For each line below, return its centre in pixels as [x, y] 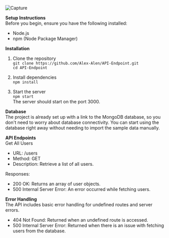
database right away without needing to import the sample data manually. [82, 128]
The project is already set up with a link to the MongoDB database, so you [83, 117]
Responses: [18, 174]
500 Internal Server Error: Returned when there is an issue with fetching [88, 225]
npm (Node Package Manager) [45, 39]
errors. [12, 210]
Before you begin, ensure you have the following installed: [66, 23]
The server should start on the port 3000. [56, 102]
